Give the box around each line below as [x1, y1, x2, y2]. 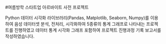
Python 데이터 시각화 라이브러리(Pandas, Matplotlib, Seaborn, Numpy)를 [5, 15, 150, 21]
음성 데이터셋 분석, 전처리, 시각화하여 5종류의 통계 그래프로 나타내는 [14, 21, 145, 27]
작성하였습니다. [5, 34, 35, 39]
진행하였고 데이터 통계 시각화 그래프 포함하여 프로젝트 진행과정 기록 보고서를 [14, 27, 162, 33]
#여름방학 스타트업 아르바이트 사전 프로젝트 [5, 4, 89, 10]
